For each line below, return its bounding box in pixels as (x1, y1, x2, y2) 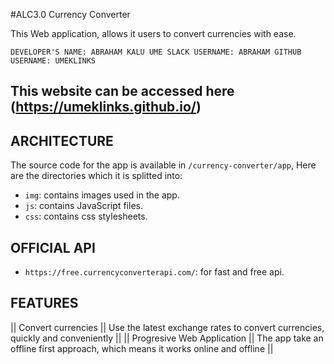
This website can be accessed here (10, 83, 235, 100)
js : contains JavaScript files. (24, 200, 143, 212)
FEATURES (10, 295, 79, 312)
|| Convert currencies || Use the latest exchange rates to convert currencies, (10, 321, 325, 333)
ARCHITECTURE (10, 132, 114, 149)
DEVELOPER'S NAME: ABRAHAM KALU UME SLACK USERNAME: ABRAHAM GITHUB (10, 47, 302, 57)
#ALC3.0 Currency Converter (10, 9, 131, 20)
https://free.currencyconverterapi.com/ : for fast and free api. (24, 266, 285, 278)
